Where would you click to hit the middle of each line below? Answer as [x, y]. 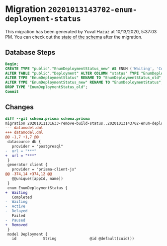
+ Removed [16, 225]
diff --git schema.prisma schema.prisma [48, 119]
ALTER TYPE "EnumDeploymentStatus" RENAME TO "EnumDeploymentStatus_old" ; [84, 78]
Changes [19, 107]
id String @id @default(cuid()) [73, 239]
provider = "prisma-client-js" [44, 169]
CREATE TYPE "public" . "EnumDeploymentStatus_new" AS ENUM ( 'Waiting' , [80, 69]
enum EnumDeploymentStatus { [38, 188]
